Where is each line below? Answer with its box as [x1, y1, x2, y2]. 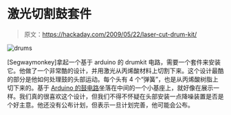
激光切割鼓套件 [7, 6, 92, 22]
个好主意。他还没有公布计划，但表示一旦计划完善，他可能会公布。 [7, 101, 194, 109]
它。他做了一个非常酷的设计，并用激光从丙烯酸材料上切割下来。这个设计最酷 [7, 66, 224, 75]
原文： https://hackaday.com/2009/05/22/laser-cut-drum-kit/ [23, 30, 197, 38]
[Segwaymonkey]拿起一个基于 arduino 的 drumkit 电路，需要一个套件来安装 [7, 57, 221, 66]
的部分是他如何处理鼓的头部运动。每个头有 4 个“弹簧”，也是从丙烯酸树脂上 [7, 75, 219, 83]
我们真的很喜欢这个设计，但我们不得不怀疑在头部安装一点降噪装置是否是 [19, 92, 224, 100]
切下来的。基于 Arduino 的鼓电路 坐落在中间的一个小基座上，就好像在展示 [7, 84, 214, 92]
